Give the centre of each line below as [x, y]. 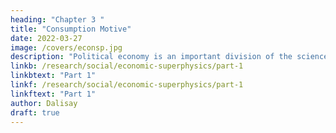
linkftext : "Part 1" [53, 94]
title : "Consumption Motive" [71, 29]
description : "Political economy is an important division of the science [169, 57]
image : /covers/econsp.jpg [66, 47]
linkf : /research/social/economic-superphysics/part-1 [127, 85]
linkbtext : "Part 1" [53, 76]
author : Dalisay [44, 103]
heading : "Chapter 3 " [57, 19]
